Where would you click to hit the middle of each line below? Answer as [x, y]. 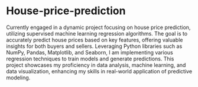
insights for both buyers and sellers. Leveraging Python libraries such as [94, 46]
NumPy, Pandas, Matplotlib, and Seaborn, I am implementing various [90, 52]
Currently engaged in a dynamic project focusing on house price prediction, [98, 27]
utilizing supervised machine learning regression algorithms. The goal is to [97, 33]
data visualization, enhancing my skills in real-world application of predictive [99, 71]
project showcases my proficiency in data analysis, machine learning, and [96, 65]
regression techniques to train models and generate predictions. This [90, 59]
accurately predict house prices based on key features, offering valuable [95, 40]
